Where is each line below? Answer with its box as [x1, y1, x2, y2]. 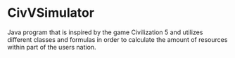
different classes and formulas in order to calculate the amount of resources [7, 35, 228, 43]
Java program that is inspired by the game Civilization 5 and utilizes [7, 28, 203, 36]
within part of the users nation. [7, 43, 96, 51]
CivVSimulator [7, 5, 95, 21]
